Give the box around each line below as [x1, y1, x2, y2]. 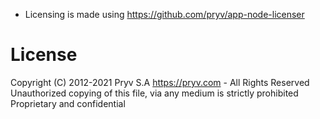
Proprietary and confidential [10, 97, 126, 109]
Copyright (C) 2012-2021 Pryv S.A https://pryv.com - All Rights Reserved [10, 76, 310, 88]
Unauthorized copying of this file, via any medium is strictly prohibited [10, 87, 299, 99]
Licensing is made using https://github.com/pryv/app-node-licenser [24, 9, 305, 20]
